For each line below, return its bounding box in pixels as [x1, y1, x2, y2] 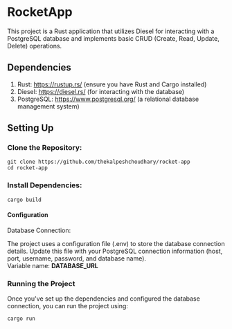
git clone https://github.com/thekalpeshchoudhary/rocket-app [7, 158, 190, 166]
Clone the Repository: [7, 143, 82, 153]
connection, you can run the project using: [7, 302, 128, 310]
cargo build [7, 196, 42, 203]
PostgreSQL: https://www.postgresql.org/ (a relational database [17, 95, 199, 103]
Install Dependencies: [7, 180, 82, 190]
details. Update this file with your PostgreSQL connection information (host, [7, 247, 223, 255]
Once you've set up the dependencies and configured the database [7, 294, 201, 303]
